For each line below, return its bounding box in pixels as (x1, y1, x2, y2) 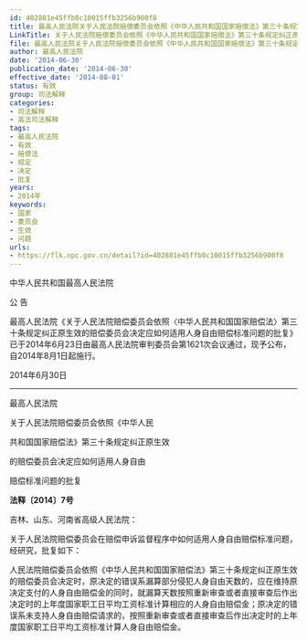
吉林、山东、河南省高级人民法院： (9, 514, 138, 525)
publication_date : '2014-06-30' (9, 65, 132, 74)
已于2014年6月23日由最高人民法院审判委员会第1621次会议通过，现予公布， (9, 339, 291, 350)
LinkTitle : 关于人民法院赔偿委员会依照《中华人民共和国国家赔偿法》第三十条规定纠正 (9, 30, 292, 39)
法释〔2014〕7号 (9, 495, 74, 506)
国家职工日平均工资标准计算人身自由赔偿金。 (16, 622, 185, 633)
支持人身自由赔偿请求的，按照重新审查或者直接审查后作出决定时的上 (33, 610, 290, 621)
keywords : (9, 200, 48, 210)
